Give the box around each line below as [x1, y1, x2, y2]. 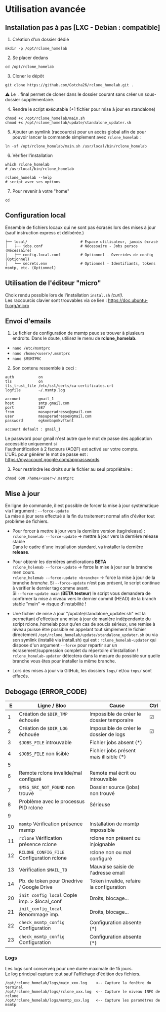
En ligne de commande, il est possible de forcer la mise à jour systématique [5, 503, 159, 508]
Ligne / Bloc [38, 702, 67, 709]
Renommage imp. [19, 911, 60, 918]
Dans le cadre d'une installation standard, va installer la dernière [12, 544, 143, 550]
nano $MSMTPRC [12, 357, 41, 361]
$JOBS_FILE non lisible [19, 750, 69, 757]
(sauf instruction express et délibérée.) [5, 229, 84, 235]
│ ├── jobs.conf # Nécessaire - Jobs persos [5, 243, 138, 249]
